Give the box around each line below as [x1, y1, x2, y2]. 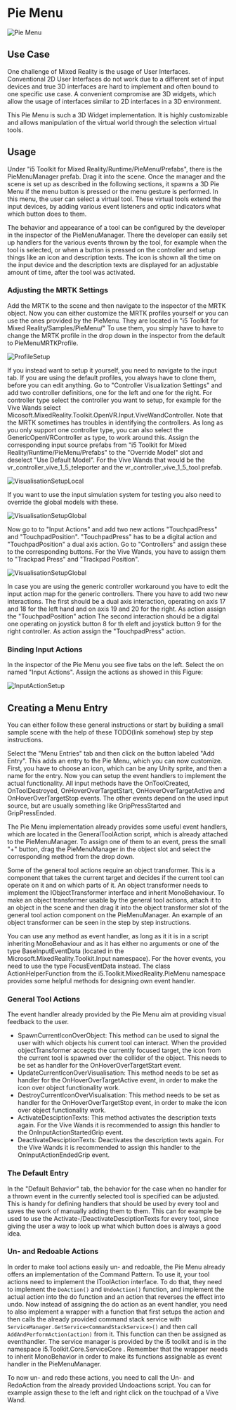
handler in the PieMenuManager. [7, 1359, 102, 1368]
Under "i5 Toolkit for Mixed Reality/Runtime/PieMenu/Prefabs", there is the [7, 164, 223, 173]
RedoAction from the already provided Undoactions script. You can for [7, 1380, 211, 1389]
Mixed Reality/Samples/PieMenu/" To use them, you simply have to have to [7, 323, 224, 332]
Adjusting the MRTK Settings [7, 285, 109, 295]
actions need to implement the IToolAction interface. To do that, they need [7, 1277, 223, 1286]
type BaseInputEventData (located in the [7, 947, 124, 955]
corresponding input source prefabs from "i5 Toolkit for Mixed [7, 441, 188, 449]
